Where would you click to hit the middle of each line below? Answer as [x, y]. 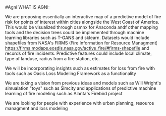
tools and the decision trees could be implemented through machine [75, 32]
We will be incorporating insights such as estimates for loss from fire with [80, 68]
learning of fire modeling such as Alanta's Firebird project [64, 94]
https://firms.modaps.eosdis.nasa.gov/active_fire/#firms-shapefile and [77, 48]
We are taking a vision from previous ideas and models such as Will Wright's [83, 83]
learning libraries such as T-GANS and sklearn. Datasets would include [77, 38]
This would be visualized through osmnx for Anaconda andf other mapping [82, 27]
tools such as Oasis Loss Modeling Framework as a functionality [71, 73]
